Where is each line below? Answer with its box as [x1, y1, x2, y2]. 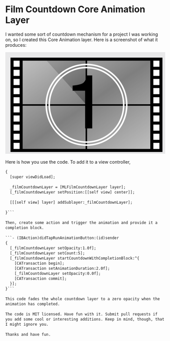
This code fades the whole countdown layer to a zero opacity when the [5, 296, 160, 301]
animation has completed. [5, 301, 60, 306]
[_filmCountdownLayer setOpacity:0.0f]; [14, 271, 101, 276]
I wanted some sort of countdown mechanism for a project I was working [5, 31, 158, 37]
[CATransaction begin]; [14, 261, 65, 266]
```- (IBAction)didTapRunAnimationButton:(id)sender [5, 235, 119, 240]
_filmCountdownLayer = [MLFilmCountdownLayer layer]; [10, 184, 126, 190]
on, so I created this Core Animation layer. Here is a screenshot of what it [5, 37, 158, 43]
